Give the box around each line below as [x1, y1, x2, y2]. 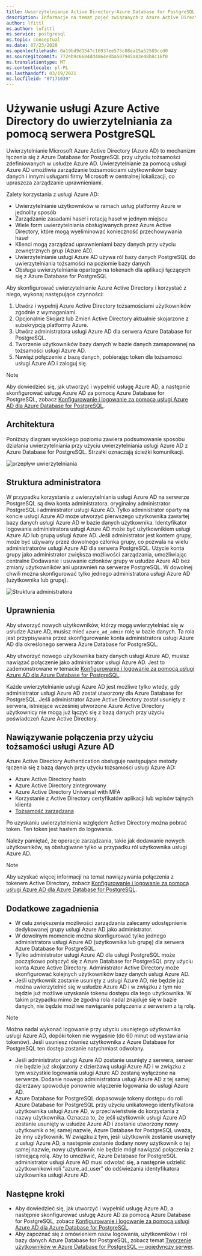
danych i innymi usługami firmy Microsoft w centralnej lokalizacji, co [6, 172, 176, 180]
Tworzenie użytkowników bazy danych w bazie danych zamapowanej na [14, 341, 195, 348]
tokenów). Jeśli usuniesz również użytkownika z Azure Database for [6, 1038, 176, 1046]
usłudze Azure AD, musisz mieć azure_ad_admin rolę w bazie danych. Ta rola [6, 627, 195, 635]
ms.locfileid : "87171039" [6, 76, 71, 82]
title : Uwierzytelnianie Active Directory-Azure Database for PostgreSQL [6, 8, 195, 15]
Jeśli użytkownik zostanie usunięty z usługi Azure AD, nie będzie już [14, 977, 185, 984]
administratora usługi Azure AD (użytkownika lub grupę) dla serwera [14, 939, 185, 946]
